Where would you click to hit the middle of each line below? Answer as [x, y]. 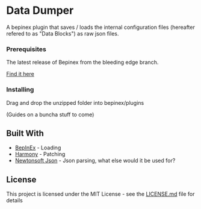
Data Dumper [40, 11]
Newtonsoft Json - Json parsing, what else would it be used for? [95, 161]
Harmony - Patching [40, 154]
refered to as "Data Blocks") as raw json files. [63, 33]
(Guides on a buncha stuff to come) [50, 114]
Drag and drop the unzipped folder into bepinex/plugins [75, 102]
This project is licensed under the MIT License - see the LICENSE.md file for [100, 194]
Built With [25, 133]
